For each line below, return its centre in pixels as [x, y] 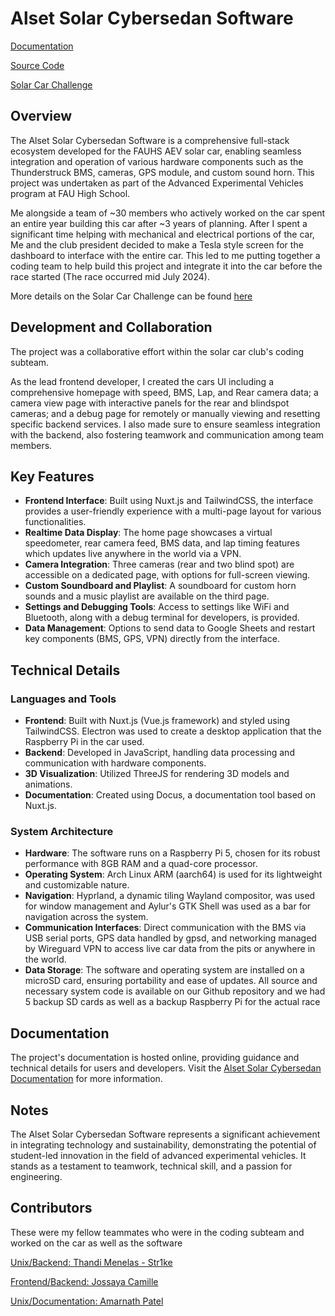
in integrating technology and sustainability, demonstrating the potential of [163, 1144]
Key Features [52, 476]
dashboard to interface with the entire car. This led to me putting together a [165, 255]
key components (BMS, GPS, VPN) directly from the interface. [152, 639]
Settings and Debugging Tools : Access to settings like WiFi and [157, 607]
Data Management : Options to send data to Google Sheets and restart [170, 628]
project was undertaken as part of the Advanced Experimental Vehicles [157, 183]
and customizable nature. [77, 885]
